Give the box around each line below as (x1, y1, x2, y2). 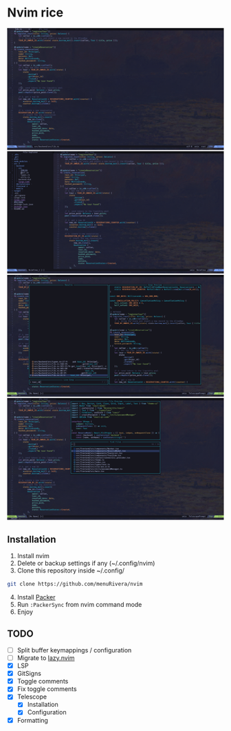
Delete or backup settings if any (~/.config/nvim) (16, 559, 155, 568)
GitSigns (16, 670, 41, 678)
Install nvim (16, 552, 50, 560)
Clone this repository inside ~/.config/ (16, 566, 125, 575)
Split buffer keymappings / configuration (16, 646, 132, 654)
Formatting (16, 716, 48, 724)
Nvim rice (7, 5, 64, 21)
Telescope (16, 692, 47, 701)
